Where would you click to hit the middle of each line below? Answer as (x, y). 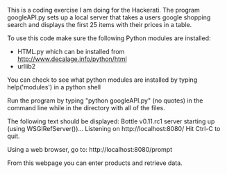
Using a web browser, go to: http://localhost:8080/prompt (90, 149)
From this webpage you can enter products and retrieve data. (95, 163)
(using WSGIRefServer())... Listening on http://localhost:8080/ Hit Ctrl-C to (114, 129)
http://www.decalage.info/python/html (72, 59)
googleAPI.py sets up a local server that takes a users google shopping (109, 17)
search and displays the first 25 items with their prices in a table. (100, 25)
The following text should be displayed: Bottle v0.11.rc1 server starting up (111, 121)
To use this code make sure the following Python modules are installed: (109, 38)
